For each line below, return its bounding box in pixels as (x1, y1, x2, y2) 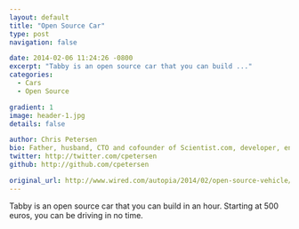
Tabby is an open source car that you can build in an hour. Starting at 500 (9, 201, 279, 211)
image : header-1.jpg (9, 111, 86, 120)
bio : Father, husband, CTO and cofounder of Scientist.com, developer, (9, 144, 280, 153)
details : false (9, 119, 66, 129)
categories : (9, 70, 53, 80)
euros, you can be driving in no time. (9, 209, 144, 220)
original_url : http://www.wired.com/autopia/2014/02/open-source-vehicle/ (9, 176, 293, 185)
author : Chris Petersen (9, 135, 98, 145)
